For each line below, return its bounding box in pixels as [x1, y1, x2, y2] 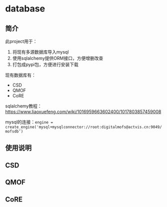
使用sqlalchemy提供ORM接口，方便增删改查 [12, 55, 103, 61]
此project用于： [5, 38, 37, 44]
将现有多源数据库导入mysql [12, 49, 69, 55]
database [5, 3, 45, 14]
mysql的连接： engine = [5, 119, 53, 125]
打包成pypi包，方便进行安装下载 [12, 61, 78, 67]
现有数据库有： [5, 72, 36, 78]
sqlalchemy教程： [5, 103, 42, 109]
